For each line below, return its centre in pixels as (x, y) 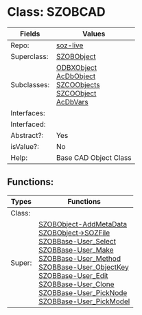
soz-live (70, 45)
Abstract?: (27, 135)
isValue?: (25, 146)
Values (94, 34)
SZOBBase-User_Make (76, 250)
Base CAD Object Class (94, 157)
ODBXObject (76, 67)
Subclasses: (30, 84)
